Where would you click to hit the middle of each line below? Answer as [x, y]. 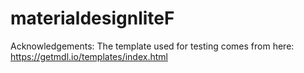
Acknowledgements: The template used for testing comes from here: [152, 46]
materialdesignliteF [92, 18]
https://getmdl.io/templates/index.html [89, 56]
